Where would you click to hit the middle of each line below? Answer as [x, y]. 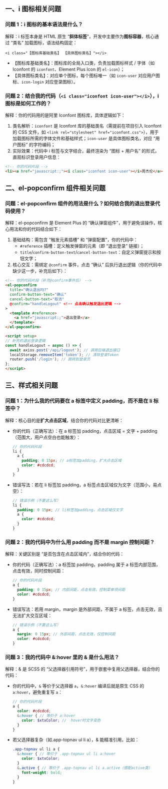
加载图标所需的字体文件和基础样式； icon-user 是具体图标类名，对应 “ [84, 138]
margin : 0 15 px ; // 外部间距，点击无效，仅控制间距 [66, 634]
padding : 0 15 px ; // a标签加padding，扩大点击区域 [71, 461]
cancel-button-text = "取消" [37, 299]
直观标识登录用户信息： [36, 157]
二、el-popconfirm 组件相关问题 [55, 188]
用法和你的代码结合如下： [36, 229]
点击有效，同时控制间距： [39, 571]
